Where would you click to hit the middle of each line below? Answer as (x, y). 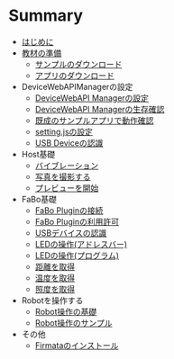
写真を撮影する (63, 176)
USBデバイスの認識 (71, 233)
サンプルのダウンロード (78, 64)
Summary (46, 16)
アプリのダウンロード (74, 75)
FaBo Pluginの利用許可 (77, 221)
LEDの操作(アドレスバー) (81, 244)
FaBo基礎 (39, 199)
